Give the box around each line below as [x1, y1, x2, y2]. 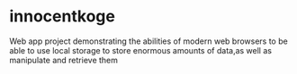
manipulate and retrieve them [9, 54, 119, 65]
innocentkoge [9, 6, 115, 27]
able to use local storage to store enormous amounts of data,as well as [9, 45, 273, 55]
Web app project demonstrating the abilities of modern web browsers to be [9, 36, 288, 46]
